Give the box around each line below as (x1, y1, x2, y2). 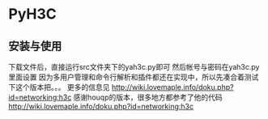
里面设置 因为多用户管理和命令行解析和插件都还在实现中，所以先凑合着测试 (8, 72, 259, 82)
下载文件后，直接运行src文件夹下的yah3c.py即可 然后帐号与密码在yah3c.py (8, 62, 260, 71)
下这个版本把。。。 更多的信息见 (8, 83, 110, 91)
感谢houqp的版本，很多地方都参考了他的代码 (73, 92, 223, 102)
